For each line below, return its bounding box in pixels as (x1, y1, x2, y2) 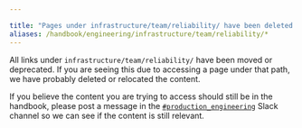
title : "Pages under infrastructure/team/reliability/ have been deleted (9, 21, 294, 30)
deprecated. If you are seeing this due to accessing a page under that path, (9, 64, 291, 75)
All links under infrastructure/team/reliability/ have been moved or (9, 54, 273, 65)
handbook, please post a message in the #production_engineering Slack (9, 100, 278, 111)
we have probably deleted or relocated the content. (9, 73, 201, 84)
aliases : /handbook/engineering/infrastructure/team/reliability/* (9, 29, 269, 39)
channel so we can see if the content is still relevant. (9, 110, 205, 121)
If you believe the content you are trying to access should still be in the (9, 91, 273, 102)
